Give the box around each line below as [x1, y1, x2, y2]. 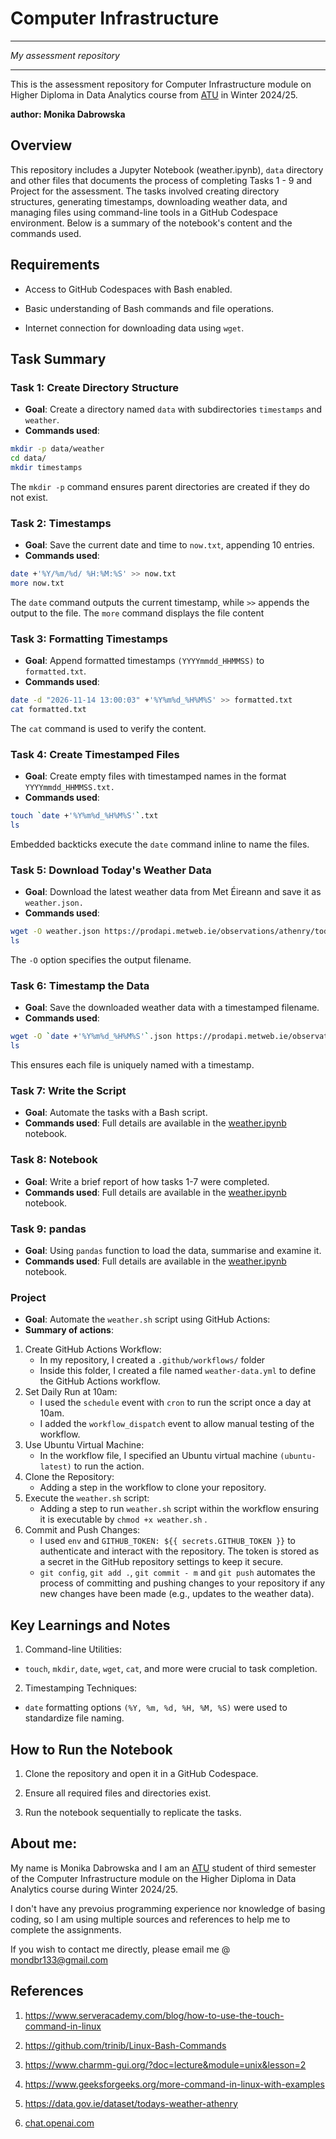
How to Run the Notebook [10, 1741, 173, 1758]
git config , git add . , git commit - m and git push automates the [39, 1567, 316, 1579]
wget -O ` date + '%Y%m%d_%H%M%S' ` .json [10, 1032, 172, 1042]
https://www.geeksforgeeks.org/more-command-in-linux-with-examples [24, 2078, 325, 2090]
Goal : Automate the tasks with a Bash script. [24, 1107, 208, 1119]
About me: [10, 1835, 78, 1852]
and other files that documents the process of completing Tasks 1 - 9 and [10, 174, 313, 186]
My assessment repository [10, 49, 120, 61]
